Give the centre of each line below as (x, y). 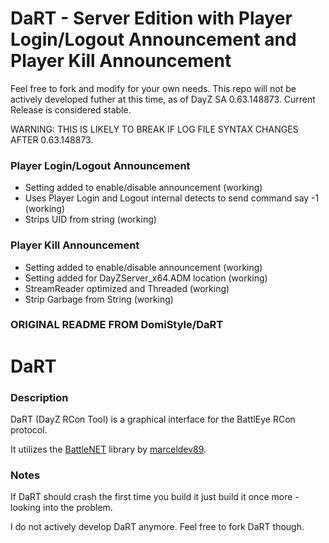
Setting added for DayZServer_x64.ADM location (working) (146, 278)
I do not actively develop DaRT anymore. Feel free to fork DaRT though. (157, 527)
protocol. (29, 429)
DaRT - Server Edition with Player (151, 18)
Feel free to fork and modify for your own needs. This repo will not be (153, 88)
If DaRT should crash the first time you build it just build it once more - (155, 497)
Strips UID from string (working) (90, 219)
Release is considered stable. (71, 109)
